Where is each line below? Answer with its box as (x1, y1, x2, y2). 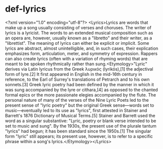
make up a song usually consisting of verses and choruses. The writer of (5, 24, 152, 30)
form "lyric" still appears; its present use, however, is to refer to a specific (5, 133, 153, 139)
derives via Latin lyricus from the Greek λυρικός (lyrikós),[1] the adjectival (5, 66, 154, 72)
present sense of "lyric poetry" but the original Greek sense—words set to (5, 102, 155, 108)
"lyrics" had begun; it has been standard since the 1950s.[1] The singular (5, 128, 151, 134)
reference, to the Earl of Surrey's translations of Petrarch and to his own (5, 76, 150, 82)
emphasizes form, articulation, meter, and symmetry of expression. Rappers (5, 50, 158, 56)
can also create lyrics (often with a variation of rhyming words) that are (5, 56, 148, 61)
